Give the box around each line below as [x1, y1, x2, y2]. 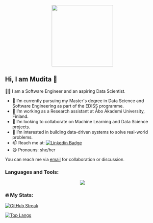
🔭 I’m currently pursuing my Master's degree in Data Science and [12, 98, 144, 104]
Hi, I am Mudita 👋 [5, 75, 58, 84]
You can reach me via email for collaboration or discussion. [5, 156, 125, 162]
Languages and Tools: [5, 168, 59, 175]
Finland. [12, 113, 28, 119]
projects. [12, 124, 30, 130]
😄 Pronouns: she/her [12, 147, 55, 153]
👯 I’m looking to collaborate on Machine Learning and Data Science [12, 118, 148, 124]
